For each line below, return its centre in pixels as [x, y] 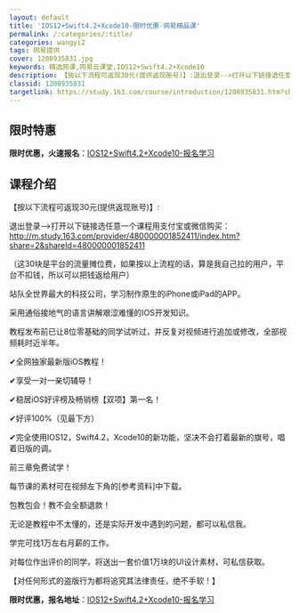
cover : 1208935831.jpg [51, 59]
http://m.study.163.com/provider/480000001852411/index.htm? [125, 236]
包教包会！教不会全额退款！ [60, 505]
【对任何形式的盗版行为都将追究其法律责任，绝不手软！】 [114, 581]
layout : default [39, 17]
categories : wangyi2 [48, 42]
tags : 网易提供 [35, 51]
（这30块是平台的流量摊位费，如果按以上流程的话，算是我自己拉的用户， [143, 264]
